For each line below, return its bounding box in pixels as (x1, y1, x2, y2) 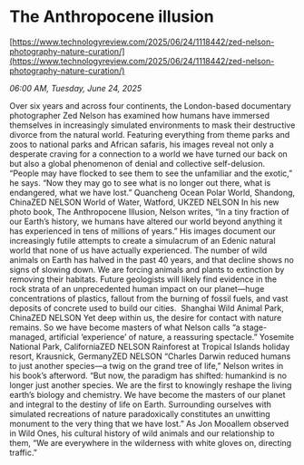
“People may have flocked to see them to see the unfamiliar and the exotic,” (9, 168, 293, 179)
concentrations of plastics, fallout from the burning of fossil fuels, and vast (9, 293, 289, 304)
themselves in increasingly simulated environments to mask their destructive (9, 120, 296, 131)
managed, (9, 331, 47, 342)
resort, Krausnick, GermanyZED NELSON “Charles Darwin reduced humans (9, 351, 291, 362)
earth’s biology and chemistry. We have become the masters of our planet (9, 389, 286, 400)
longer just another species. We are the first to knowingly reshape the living (9, 379, 292, 391)
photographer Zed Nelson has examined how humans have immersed (9, 110, 270, 121)
